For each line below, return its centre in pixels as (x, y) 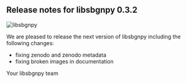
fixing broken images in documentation (64, 61)
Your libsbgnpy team (32, 73)
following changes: (30, 43)
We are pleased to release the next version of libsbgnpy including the (94, 37)
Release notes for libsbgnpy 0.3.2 (72, 10)
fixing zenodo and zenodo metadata (61, 55)
